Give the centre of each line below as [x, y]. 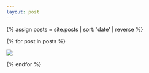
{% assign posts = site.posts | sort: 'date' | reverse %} [75, 29]
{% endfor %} [24, 64]
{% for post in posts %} [36, 41]
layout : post [23, 12]
